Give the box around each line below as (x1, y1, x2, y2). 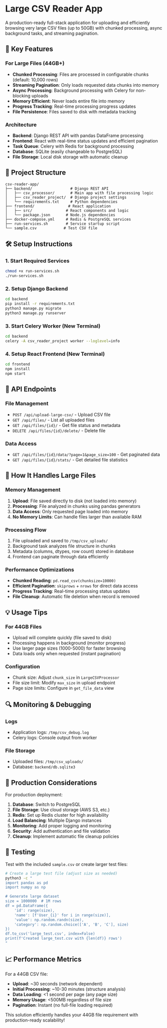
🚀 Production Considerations (5, 778, 97, 787)
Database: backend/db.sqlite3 (12, 764, 76, 770)
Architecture (5, 121, 37, 128)
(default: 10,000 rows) (12, 76, 59, 83)
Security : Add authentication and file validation (12, 828, 110, 834)
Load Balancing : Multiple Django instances (12, 817, 102, 823)
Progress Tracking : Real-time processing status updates (12, 588, 130, 595)
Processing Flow (5, 526, 47, 533)
